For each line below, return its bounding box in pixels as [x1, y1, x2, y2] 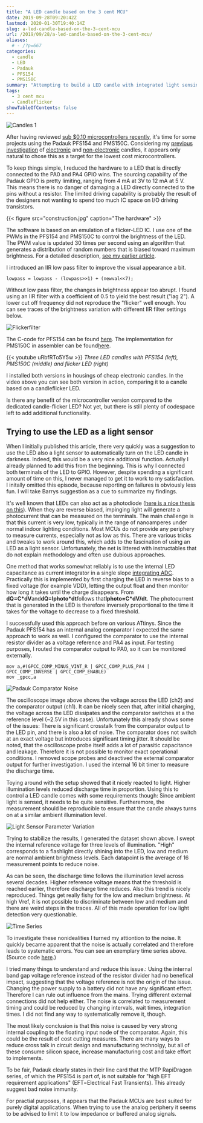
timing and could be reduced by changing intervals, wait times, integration [6, 1004, 192, 1011]
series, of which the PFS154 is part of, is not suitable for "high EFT [6, 1073, 171, 1080]
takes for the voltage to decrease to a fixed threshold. [6, 608, 140, 615]
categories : [6, 48, 36, 55]
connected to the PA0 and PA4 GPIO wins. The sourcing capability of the [6, 170, 187, 178]
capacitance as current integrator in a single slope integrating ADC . [6, 569, 174, 576]
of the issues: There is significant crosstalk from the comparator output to [6, 722, 190, 730]
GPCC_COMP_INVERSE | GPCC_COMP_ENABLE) [6, 669, 107, 675]
